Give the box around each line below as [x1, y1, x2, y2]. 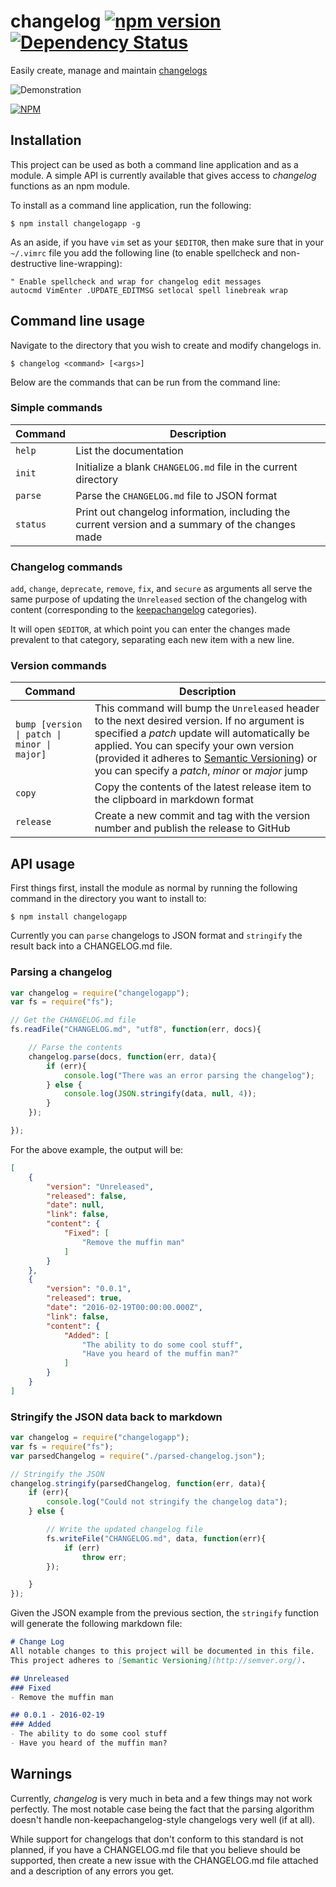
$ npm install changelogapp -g [10, 218, 141, 229]
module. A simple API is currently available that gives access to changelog [10, 169, 317, 181]
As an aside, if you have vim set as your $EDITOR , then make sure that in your [10, 236, 325, 248]
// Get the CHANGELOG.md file [10, 1015, 137, 1025]
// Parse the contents [28, 1043, 123, 1053]
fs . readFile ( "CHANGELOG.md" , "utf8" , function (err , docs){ [10, 1025, 262, 1035]
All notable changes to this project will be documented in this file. [10, 1646, 315, 1657]
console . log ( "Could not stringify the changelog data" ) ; [46, 1497, 288, 1507]
